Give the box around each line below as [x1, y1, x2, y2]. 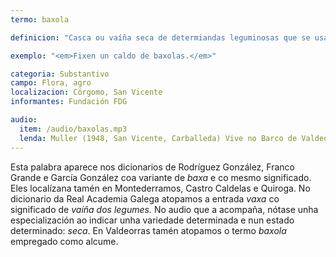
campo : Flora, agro [10, 78, 92, 88]
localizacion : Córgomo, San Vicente [10, 87, 163, 98]
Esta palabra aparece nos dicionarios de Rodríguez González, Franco [10, 161, 295, 173]
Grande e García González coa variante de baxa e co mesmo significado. [10, 171, 312, 183]
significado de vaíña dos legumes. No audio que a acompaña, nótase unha [10, 203, 319, 215]
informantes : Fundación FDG [10, 97, 128, 107]
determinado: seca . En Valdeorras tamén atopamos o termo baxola [10, 224, 287, 236]
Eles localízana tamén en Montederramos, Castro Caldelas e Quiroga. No [10, 182, 311, 194]
